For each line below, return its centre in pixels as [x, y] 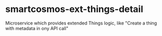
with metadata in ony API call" [37, 28]
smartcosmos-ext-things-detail [74, 9]
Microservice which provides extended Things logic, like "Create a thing [81, 23]
